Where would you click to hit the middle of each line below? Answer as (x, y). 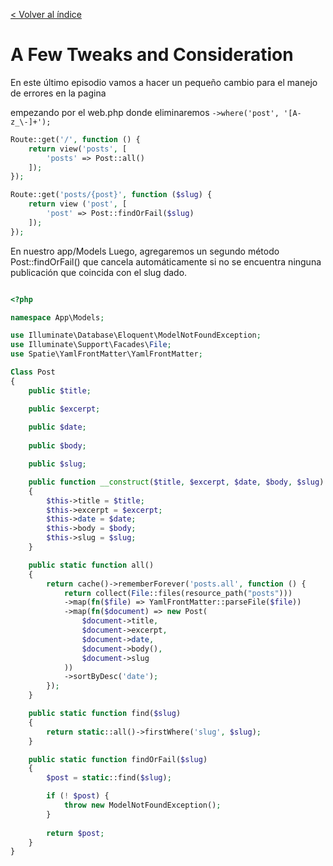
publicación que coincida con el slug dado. (99, 272)
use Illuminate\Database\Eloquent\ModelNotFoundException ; (136, 335)
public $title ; (60, 390)
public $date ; (57, 427)
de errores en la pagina (58, 93)
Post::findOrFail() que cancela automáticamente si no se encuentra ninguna (166, 261)
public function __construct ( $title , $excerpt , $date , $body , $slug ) (176, 482)
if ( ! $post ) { (78, 796)
